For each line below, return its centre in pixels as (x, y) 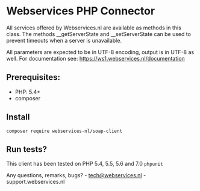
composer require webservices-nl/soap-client (64, 131)
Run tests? (27, 149)
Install (18, 117)
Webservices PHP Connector (81, 11)
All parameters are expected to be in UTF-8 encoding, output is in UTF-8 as (100, 52)
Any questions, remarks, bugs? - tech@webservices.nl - (76, 175)
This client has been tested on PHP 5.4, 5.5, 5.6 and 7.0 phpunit (85, 164)
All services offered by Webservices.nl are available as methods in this (94, 28)
